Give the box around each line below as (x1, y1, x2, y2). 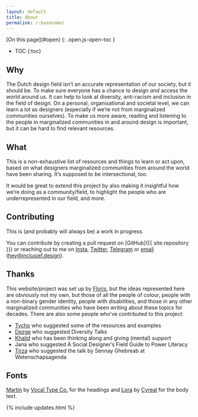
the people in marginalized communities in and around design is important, (6, 118, 189, 126)
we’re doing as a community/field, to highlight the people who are (6, 189, 166, 195)
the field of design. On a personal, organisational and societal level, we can (6, 99, 190, 107)
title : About (6, 14, 39, 20)
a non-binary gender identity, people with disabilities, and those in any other (6, 297, 193, 305)
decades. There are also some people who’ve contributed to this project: (6, 310, 184, 317)
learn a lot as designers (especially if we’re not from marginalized (6, 106, 166, 113)
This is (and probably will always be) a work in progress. (6, 227, 144, 235)
